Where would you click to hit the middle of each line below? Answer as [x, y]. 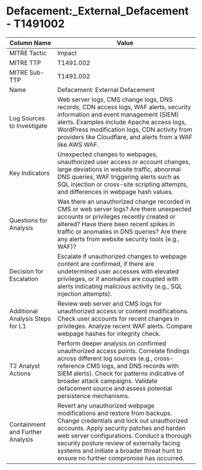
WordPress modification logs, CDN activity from [124, 129]
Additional [23, 311]
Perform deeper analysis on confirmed [112, 343]
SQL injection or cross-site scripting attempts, [122, 184]
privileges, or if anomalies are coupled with [118, 279]
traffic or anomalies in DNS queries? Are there [122, 231]
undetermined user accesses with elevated [118, 271]
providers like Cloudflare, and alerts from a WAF [125, 137]
